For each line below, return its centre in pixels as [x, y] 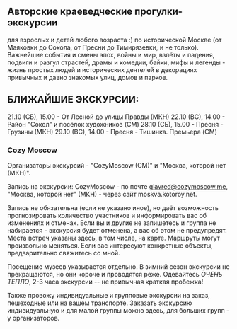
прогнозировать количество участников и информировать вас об [107, 215]
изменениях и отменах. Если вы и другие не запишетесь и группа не [112, 223]
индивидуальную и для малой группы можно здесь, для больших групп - [118, 310]
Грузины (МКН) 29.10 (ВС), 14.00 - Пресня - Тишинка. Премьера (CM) [112, 132]
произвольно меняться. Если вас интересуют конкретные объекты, [110, 245]
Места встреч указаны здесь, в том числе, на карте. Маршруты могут [114, 238]
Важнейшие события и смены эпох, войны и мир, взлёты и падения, [111, 54]
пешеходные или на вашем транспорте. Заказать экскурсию [100, 303]
